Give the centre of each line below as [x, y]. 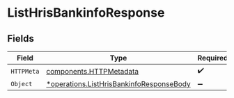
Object [22, 84]
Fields [21, 39]
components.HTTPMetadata [93, 71]
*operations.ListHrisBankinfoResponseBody [118, 84]
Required [213, 58]
